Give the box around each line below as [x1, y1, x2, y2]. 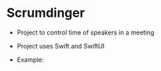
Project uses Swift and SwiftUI [16, 41, 105, 50]
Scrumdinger [6, 5, 85, 21]
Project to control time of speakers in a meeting [16, 28, 155, 37]
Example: [16, 55, 44, 64]
